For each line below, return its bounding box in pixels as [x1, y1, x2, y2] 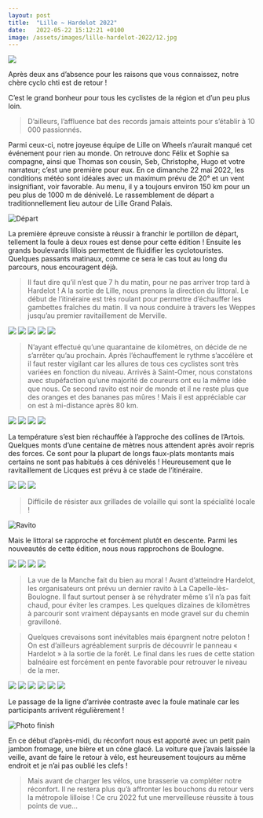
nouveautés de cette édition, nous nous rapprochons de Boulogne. [8, 544, 225, 553]
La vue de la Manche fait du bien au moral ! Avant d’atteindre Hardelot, [27, 575, 256, 585]
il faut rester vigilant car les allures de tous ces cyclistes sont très [27, 359, 239, 369]
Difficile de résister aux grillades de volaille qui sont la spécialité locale [27, 497, 256, 506]
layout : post [8, 11, 51, 20]
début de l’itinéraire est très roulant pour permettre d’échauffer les [27, 294, 242, 304]
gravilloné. [27, 617, 62, 626]
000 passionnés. [27, 125, 82, 134]
